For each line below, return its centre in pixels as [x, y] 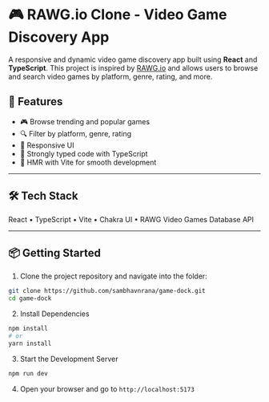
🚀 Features [36, 102]
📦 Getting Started [55, 253]
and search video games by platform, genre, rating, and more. [110, 76]
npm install [28, 329]
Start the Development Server [69, 359]
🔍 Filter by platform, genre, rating [76, 133]
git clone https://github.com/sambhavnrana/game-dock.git [107, 291]
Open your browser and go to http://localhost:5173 [107, 388]
